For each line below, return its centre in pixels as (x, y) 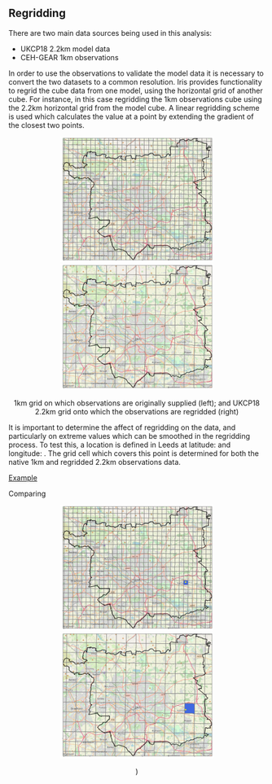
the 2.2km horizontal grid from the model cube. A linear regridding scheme (134, 107)
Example (23, 477)
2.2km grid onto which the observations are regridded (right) (137, 411)
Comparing (27, 493)
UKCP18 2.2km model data (65, 49)
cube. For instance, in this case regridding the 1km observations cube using (135, 99)
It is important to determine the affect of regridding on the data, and (122, 427)
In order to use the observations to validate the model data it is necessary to (136, 73)
